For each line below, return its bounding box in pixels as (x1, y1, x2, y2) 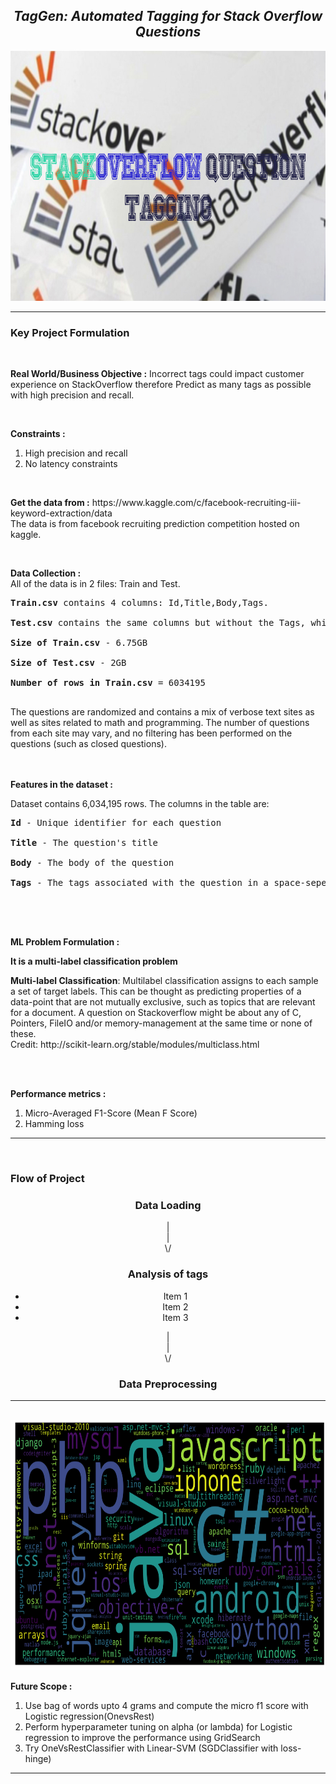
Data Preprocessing (118, 1377, 218, 1391)
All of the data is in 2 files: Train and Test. (10, 578, 181, 590)
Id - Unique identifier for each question (10, 817, 222, 829)
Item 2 (162, 1300, 189, 1313)
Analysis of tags (127, 1267, 209, 1281)
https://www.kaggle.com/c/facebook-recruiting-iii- (91, 497, 302, 509)
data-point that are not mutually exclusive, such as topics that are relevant (10, 996, 316, 1008)
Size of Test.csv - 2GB (10, 657, 127, 669)
